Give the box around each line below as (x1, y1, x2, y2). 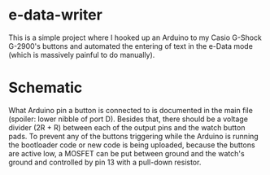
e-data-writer (8, 6, 103, 24)
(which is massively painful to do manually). (8, 50, 155, 59)
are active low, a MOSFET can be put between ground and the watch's (8, 148, 246, 158)
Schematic (8, 79, 83, 97)
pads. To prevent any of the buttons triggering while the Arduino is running (8, 131, 259, 141)
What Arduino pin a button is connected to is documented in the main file (8, 105, 254, 115)
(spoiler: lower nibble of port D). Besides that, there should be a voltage (8, 114, 248, 124)
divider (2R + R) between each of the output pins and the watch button (8, 122, 246, 132)
